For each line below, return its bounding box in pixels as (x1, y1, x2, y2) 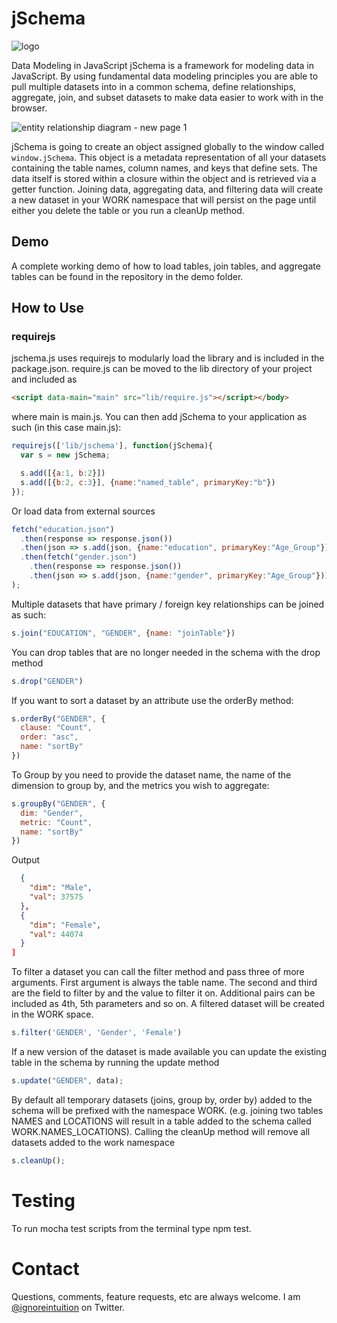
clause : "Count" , (20, 723, 93, 733)
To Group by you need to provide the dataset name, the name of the (11, 768, 292, 781)
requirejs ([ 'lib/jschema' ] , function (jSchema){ (11, 441, 214, 451)
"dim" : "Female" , (29, 920, 102, 930)
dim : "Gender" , (20, 808, 84, 818)
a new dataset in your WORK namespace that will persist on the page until (11, 193, 317, 206)
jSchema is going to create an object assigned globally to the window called (11, 140, 325, 152)
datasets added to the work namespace (11, 1136, 176, 1148)
